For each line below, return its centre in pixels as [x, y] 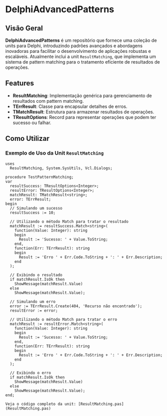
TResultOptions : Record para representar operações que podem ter [84, 117]
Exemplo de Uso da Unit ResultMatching [54, 153]
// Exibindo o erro [31, 373]
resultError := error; [34, 310]
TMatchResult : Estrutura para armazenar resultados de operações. [83, 112]
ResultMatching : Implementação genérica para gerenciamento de [82, 96]
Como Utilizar [27, 139]
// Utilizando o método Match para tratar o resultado [69, 221]
